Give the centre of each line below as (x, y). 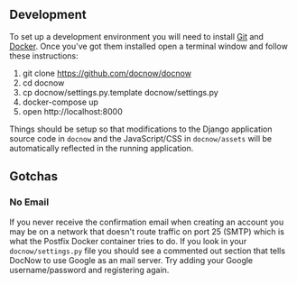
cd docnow (43, 82)
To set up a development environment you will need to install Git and (137, 36)
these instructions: (44, 55)
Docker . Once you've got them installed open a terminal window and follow (149, 46)
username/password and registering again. (89, 270)
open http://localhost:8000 (73, 111)
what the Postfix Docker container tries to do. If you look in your (128, 241)
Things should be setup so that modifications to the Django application (141, 129)
